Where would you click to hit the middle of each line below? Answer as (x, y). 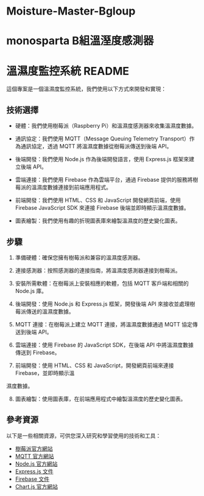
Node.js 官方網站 (36, 464)
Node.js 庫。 (31, 291)
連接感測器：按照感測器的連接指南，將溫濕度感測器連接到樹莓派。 (98, 270)
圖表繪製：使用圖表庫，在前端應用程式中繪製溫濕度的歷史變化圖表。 (100, 399)
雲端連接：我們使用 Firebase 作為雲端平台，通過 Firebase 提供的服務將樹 (107, 180)
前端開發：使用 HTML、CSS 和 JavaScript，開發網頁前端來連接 (95, 365)
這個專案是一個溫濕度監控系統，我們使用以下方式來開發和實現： (86, 89)
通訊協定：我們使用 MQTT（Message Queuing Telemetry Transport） (102, 139)
